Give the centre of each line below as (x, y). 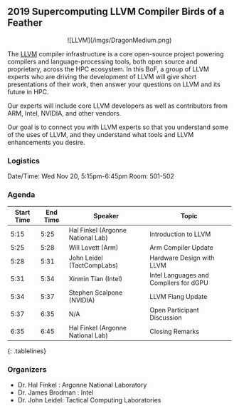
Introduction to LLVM (180, 234)
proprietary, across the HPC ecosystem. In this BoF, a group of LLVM (108, 69)
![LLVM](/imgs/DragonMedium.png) (119, 40)
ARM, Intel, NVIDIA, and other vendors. (64, 113)
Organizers (27, 370)
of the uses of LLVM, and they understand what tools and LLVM (101, 134)
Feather (25, 23)
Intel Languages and (179, 275)
